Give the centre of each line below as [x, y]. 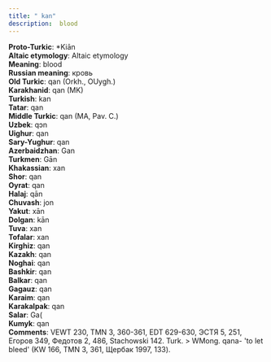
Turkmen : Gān [33, 159]
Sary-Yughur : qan [39, 142]
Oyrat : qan [26, 185]
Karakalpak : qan [37, 306]
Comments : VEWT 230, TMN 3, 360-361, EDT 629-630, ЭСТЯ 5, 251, [125, 332]
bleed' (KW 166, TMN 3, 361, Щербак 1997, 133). [90, 349]
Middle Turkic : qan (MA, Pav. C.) [64, 116]
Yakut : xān [26, 211]
